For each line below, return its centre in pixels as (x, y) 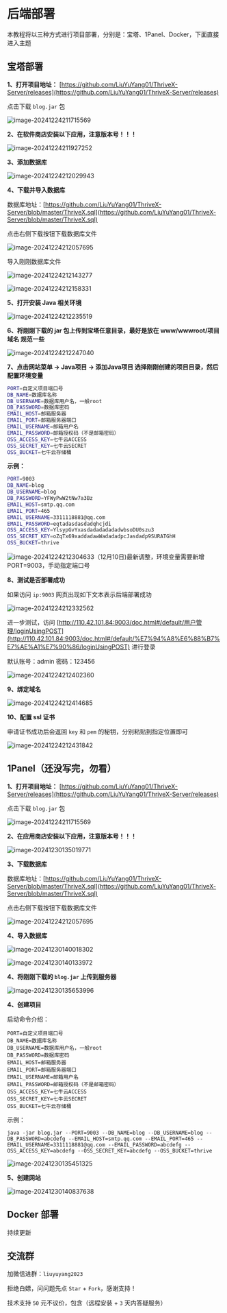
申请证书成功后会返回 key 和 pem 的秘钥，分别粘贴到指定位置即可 (97, 732)
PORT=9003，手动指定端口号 (49, 565)
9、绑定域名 (24, 689)
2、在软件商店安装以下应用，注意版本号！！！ (72, 134)
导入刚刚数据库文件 (34, 261)
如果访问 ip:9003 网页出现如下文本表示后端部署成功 (79, 594)
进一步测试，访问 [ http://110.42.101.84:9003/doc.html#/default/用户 (102, 622)
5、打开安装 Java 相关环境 (44, 302)
